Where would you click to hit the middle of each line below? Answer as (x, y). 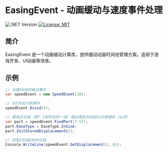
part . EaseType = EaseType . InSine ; (41, 126)
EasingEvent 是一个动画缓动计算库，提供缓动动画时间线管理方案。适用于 (80, 54)
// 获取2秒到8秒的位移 (26, 140)
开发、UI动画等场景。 (31, 60)
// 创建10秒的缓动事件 (26, 90)
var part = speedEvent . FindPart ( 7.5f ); (47, 121)
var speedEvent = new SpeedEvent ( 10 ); (45, 94)
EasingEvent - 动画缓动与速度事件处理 (84, 10)
